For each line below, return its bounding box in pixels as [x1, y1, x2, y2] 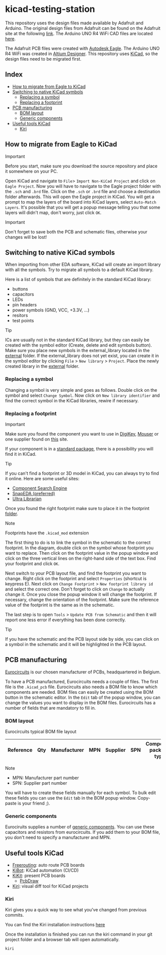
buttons [12, 286, 28, 292]
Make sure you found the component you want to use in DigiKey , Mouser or [5, 431, 159, 437]
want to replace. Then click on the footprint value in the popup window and [5, 550, 158, 556]
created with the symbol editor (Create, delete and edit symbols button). [5, 342, 152, 348]
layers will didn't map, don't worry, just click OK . [5, 210, 102, 216]
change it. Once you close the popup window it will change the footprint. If [5, 591, 157, 597]
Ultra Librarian [12, 496, 42, 502]
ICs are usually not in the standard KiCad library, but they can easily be [5, 337, 150, 343]
